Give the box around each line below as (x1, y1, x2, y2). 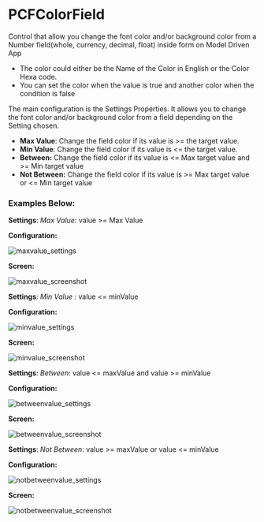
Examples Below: (8, 197, 76, 208)
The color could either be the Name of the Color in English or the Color (19, 63, 250, 73)
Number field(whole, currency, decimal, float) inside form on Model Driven (8, 39, 250, 49)
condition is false (19, 88, 76, 98)
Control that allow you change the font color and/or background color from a (8, 32, 257, 41)
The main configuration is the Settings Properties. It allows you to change (8, 104, 247, 114)
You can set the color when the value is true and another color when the (19, 80, 255, 90)
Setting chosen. (8, 121, 60, 130)
